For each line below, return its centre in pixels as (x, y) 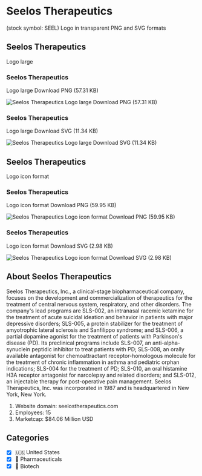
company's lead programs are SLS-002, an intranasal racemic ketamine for (100, 311)
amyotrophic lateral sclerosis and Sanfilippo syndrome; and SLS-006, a (95, 330)
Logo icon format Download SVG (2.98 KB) (60, 246)
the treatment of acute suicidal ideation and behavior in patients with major (99, 317)
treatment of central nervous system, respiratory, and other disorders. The (99, 304)
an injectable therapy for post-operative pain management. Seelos (89, 381)
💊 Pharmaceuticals (38, 459)
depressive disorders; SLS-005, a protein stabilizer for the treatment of (95, 323)
